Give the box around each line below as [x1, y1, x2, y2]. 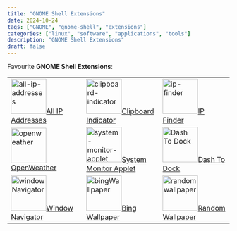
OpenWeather [11, 163, 57, 173]
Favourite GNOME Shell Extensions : [7, 63, 113, 70]
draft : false [7, 43, 46, 50]
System [121, 155, 147, 164]
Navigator [11, 212, 44, 222]
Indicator [86, 115, 116, 125]
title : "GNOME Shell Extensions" [7, 10, 106, 18]
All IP [46, 106, 63, 116]
